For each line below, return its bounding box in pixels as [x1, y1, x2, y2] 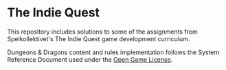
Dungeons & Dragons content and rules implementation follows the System [7, 48, 220, 56]
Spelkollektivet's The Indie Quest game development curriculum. [7, 34, 190, 43]
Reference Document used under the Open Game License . [7, 55, 173, 63]
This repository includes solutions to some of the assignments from [7, 27, 198, 36]
